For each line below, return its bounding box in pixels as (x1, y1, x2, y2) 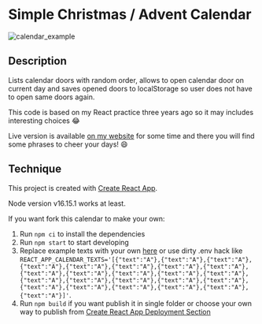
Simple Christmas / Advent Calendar (8, 6, 252, 24)
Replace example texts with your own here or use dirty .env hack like (19, 246, 243, 255)
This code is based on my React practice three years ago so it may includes (8, 107, 254, 117)
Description (8, 54, 67, 68)
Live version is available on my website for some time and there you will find (8, 131, 255, 140)
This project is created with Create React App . (8, 183, 158, 192)
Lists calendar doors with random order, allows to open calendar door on (8, 75, 245, 84)
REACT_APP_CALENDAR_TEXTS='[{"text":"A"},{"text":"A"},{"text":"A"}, (19, 255, 253, 263)
